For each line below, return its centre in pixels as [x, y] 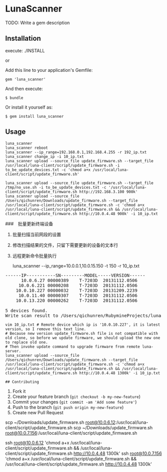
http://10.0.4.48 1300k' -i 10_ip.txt [120, 373]
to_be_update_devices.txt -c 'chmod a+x [48, 170]
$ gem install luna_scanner [35, 116]
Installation [23, 38]
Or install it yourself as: [29, 107]
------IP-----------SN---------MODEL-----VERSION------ [75, 275]
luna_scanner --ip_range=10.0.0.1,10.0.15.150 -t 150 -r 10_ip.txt [76, 266]
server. [13, 351]
